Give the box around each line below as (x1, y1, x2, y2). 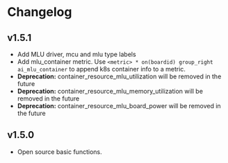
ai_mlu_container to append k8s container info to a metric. (17, 65, 186, 73)
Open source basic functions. (17, 147, 102, 156)
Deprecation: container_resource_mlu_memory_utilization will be (17, 87, 204, 95)
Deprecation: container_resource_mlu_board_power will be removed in (17, 102, 221, 110)
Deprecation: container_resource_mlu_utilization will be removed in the (17, 72, 222, 80)
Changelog (7, 4, 72, 20)
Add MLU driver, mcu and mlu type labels (17, 50, 137, 58)
